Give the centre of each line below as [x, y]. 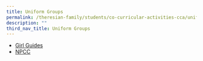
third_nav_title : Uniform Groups [48, 28]
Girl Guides [29, 45]
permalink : [20, 17]
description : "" [27, 23]
